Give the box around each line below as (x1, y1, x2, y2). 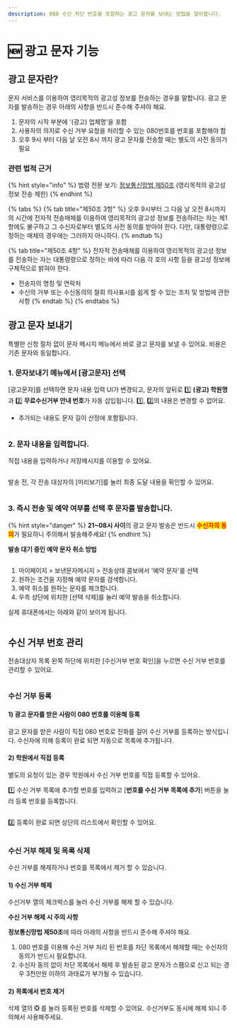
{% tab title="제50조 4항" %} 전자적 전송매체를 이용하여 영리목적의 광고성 (8, 246, 214, 255)
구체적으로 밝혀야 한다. (8, 263, 71, 273)
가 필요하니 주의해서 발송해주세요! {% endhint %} (13, 530, 151, 538)
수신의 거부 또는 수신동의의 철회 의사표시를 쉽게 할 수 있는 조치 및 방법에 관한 (18, 287, 230, 296)
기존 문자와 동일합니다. (8, 348, 71, 357)
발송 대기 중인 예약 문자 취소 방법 (8, 544, 98, 553)
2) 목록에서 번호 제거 (8, 987, 65, 995)
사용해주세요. (26, 1013, 63, 1022)
